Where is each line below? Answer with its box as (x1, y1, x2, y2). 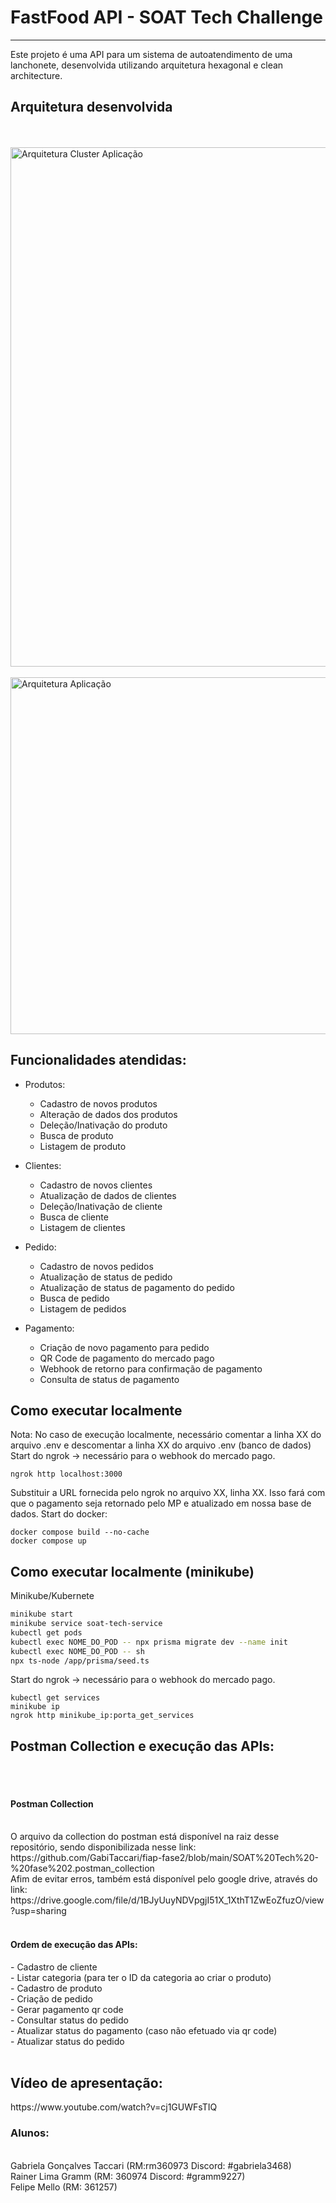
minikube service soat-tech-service (10, 1619, 163, 1629)
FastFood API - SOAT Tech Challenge (10, 6, 323, 29)
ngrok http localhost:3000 (10, 1469, 123, 1480)
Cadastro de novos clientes (39, 1179, 153, 1191)
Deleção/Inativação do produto (39, 1119, 168, 1131)
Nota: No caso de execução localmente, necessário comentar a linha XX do (10, 1429, 322, 1441)
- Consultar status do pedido (10, 2014, 129, 2026)
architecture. (10, 69, 63, 81)
